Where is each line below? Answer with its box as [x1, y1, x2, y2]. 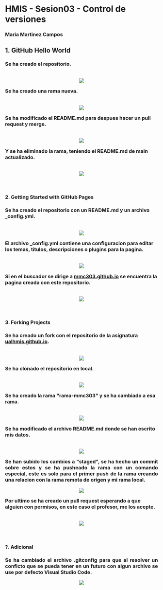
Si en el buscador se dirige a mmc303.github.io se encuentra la [5, 273, 157, 280]
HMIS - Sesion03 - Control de [5, 3, 126, 15]
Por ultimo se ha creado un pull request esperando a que [5, 498, 141, 504]
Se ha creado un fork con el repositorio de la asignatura [5, 332, 138, 339]
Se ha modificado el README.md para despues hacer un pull [5, 114, 151, 121]
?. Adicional [5, 543, 33, 550]
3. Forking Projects [5, 319, 51, 326]
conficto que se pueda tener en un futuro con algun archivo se [5, 563, 158, 570]
